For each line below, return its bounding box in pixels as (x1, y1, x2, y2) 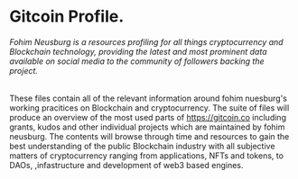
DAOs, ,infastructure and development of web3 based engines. (9, 160, 244, 171)
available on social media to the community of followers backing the (9, 56, 265, 67)
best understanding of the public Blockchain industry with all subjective (9, 141, 275, 152)
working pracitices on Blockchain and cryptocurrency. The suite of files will (9, 103, 290, 113)
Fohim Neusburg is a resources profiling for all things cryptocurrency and (9, 36, 284, 47)
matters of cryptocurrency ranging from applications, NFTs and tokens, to (9, 150, 284, 161)
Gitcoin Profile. (9, 6, 125, 27)
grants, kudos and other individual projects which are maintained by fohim (9, 121, 285, 132)
